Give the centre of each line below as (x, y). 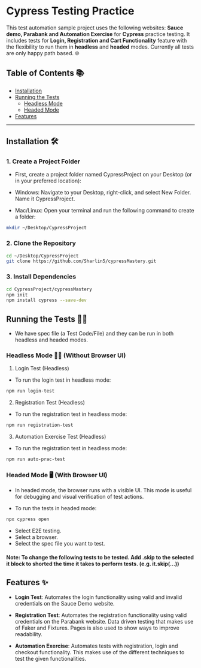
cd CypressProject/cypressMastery (49, 289)
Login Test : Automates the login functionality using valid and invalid (98, 597)
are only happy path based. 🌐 (43, 53)
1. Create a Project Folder (43, 161)
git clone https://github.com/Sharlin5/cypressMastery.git (81, 261)
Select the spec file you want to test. (60, 544)
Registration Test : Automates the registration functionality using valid (101, 615)
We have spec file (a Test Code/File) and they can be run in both (94, 334)
